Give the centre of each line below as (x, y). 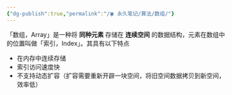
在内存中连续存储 (41, 58)
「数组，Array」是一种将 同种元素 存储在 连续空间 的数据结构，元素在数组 (113, 34)
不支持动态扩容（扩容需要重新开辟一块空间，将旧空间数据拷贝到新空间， (121, 75)
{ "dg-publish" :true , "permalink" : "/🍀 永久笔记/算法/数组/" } (90, 14)
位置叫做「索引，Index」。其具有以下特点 (71, 43)
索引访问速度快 (38, 66)
